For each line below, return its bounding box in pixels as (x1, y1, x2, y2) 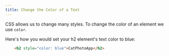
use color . (5, 26, 27, 32)
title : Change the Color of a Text (5, 7, 80, 12)
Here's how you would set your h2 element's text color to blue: (5, 36, 136, 42)
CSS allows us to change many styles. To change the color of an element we (5, 21, 164, 27)
